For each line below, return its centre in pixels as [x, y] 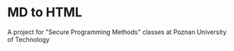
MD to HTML [45, 12]
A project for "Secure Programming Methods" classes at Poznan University [117, 32]
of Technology [28, 39]
